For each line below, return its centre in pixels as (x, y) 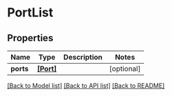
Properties (30, 38)
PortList (30, 13)
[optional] (125, 69)
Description (83, 57)
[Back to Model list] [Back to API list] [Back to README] (86, 86)
